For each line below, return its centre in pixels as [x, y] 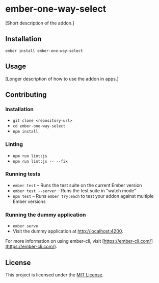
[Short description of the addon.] [40, 23]
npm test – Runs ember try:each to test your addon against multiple [83, 196]
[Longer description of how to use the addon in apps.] [62, 79]
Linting [14, 144]
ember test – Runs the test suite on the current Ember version [77, 185]
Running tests [23, 174]
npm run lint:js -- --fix [40, 161]
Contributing [26, 95]
